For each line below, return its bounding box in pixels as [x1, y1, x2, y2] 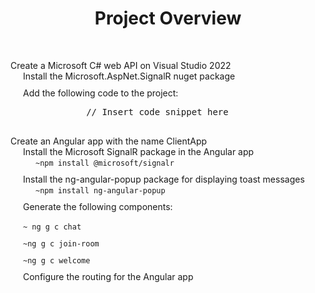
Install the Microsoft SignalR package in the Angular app [23, 146, 255, 158]
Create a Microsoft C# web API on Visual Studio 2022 [10, 60, 232, 72]
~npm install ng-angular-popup [35, 186, 166, 196]
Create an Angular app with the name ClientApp [10, 135, 208, 147]
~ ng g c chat [23, 222, 82, 232]
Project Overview [94, 7, 242, 30]
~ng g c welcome [23, 256, 91, 266]
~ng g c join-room [23, 239, 100, 249]
